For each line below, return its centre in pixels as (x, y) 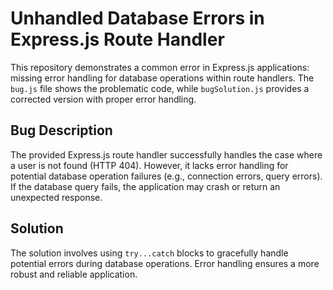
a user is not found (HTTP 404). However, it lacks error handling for (149, 165)
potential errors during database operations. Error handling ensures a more (165, 263)
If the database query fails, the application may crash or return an (145, 186)
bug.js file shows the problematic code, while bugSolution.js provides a (160, 88)
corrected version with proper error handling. (103, 99)
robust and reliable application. (74, 274)
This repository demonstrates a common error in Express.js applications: (160, 67)
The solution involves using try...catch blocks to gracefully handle (149, 253)
